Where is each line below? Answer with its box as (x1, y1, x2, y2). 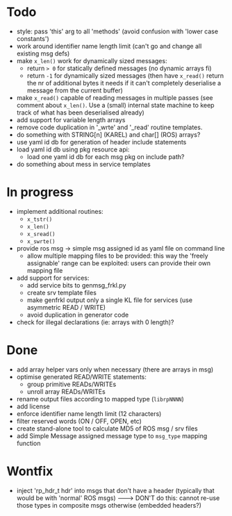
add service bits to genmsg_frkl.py (26, 281, 126, 289)
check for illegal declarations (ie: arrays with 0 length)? (16, 317, 174, 326)
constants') (16, 34, 49, 42)
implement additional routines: (16, 207, 103, 215)
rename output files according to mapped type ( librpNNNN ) (16, 394, 185, 403)
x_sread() (26, 231, 56, 238)
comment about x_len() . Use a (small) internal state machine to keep (16, 101, 215, 109)
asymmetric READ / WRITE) (26, 303, 106, 311)
